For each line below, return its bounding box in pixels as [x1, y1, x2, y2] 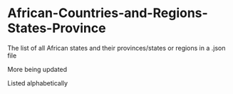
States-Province [7, 20, 106, 36]
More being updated [7, 65, 68, 73]
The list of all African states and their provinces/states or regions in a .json [7, 43, 226, 52]
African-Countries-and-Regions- [7, 5, 208, 21]
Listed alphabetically [7, 78, 68, 87]
